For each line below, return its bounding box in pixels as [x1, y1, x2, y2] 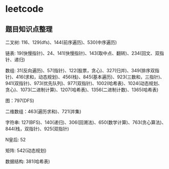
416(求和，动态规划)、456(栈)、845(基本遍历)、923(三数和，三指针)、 [16, 74, 165, 80]
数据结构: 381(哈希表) [5, 158, 50, 164]
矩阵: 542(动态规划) [5, 147, 47, 154]
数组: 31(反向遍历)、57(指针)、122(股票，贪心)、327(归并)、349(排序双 [5, 68, 155, 73]
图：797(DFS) [5, 98, 34, 103]
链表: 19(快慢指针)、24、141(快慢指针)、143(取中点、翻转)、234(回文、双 [5, 50, 160, 56]
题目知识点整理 [5, 25, 53, 33]
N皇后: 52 [5, 137, 26, 142]
